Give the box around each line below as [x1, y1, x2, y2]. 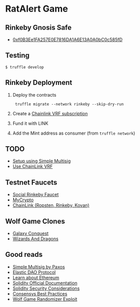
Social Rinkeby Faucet [12, 192, 59, 198]
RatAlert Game [5, 3, 68, 15]
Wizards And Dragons [12, 236, 59, 242]
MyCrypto [12, 197, 34, 203]
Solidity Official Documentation [12, 280, 77, 286]
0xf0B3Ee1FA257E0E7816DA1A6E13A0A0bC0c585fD [12, 36, 123, 42]
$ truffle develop [5, 64, 44, 70]
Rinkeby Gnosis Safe [5, 23, 72, 32]
